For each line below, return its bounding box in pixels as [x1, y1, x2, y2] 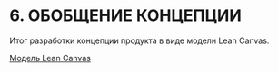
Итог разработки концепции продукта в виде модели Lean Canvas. [9, 35, 270, 46]
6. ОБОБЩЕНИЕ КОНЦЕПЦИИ [9, 5, 243, 26]
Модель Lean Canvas [9, 52, 91, 63]
